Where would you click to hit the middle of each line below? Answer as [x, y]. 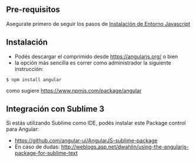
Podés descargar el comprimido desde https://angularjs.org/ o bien [96, 56]
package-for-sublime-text [46, 153]
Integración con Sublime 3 [55, 109]
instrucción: [29, 69]
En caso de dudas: [37, 147]
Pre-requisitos [33, 10]
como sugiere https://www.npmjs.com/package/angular [74, 90]
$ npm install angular [34, 80]
